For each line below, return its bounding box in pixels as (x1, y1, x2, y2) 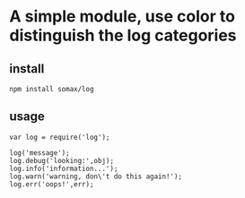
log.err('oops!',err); (9, 179, 94, 189)
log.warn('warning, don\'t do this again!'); (9, 172, 182, 181)
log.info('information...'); (9, 164, 118, 173)
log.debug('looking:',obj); (9, 156, 115, 165)
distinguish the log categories (9, 25, 237, 46)
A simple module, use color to (9, 6, 236, 27)
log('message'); (9, 148, 70, 158)
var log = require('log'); (9, 133, 110, 142)
